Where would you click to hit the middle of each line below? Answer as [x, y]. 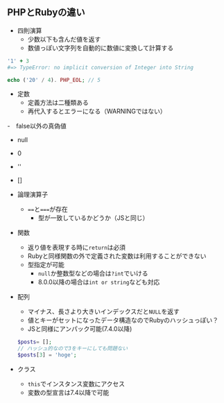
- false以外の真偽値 [37, 126]
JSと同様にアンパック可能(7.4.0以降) [80, 329]
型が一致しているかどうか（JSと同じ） [93, 218]
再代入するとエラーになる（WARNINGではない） [97, 111]
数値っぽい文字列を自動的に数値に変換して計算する [101, 48]
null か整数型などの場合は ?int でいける [93, 273]
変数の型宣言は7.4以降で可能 [68, 393]
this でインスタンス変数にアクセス [76, 384]
